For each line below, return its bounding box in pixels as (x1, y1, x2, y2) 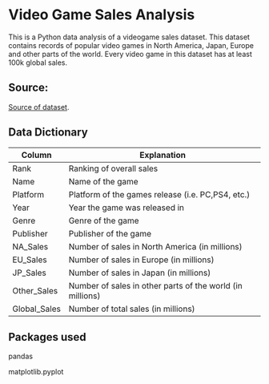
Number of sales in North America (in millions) (68, 241, 243, 252)
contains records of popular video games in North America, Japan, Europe (8, 40, 255, 50)
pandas (8, 351, 34, 362)
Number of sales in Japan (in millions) (68, 267, 211, 278)
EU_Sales (12, 254, 47, 265)
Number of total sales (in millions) (68, 303, 195, 314)
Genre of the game (68, 215, 139, 226)
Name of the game (68, 176, 139, 187)
